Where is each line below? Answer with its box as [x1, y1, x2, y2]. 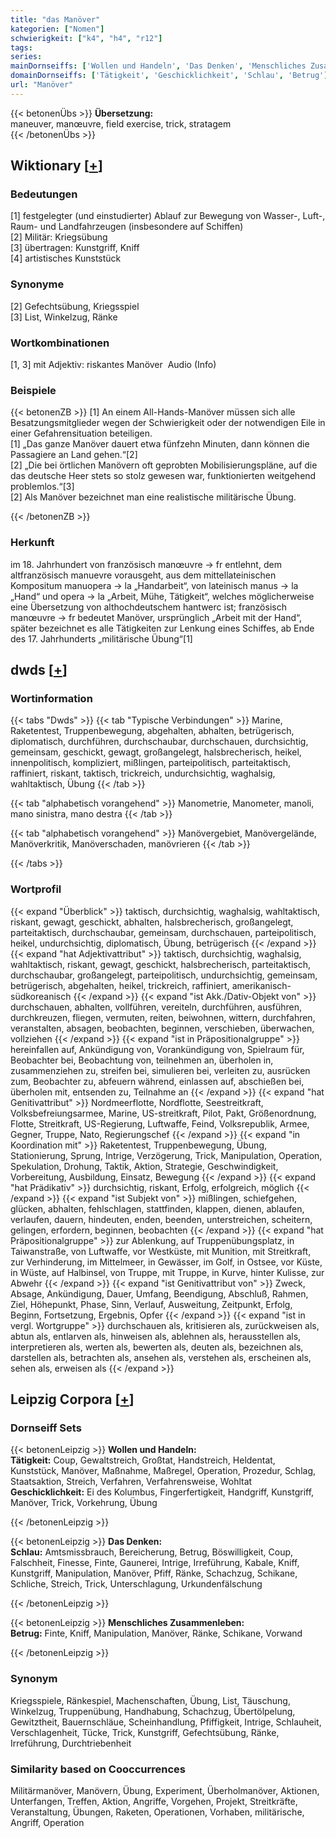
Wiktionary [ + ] [10, 157, 103, 175]
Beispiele [10, 383, 57, 397]
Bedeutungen [10, 187, 78, 201]
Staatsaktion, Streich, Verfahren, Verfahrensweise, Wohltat [10, 1476, 253, 1488]
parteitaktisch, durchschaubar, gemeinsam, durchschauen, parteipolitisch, [10, 926, 317, 938]
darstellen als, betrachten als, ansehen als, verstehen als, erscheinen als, [10, 1351, 312, 1363]
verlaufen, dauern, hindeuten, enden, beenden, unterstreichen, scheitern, [10, 1213, 313, 1225]
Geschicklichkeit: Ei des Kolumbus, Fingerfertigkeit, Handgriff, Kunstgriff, [10, 1486, 315, 1498]
